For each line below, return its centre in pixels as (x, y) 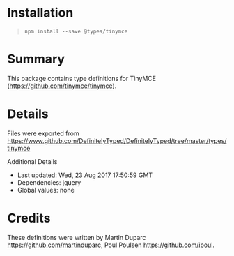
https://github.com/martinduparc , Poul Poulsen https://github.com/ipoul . (111, 245)
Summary (36, 59)
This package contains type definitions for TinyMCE (82, 78)
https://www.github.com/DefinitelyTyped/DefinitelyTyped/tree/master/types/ (117, 140)
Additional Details (32, 161)
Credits (29, 218)
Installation (40, 13)
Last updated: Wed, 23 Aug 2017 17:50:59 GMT (85, 175)
